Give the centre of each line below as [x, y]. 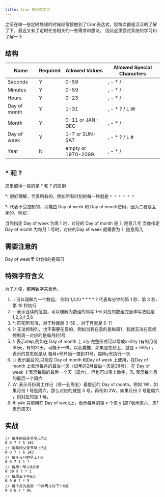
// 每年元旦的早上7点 [24, 457]
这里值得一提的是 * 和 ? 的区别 [36, 186]
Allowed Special [133, 68]
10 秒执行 [27, 305]
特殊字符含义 [25, 276]
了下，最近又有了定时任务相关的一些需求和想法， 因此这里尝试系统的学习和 [81, 30]
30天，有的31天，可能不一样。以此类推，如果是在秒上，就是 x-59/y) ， [84, 347]
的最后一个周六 [27, 378]
